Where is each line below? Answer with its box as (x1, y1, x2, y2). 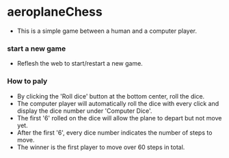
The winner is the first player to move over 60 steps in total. (16, 143, 185, 151)
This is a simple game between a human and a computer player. (16, 27, 197, 35)
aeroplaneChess (7, 4, 103, 20)
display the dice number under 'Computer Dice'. (16, 107, 152, 115)
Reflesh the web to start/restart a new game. (16, 60, 144, 68)
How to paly (7, 77, 48, 86)
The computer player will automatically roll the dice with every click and (16, 99, 219, 107)
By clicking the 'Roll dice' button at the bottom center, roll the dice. (16, 92, 205, 100)
